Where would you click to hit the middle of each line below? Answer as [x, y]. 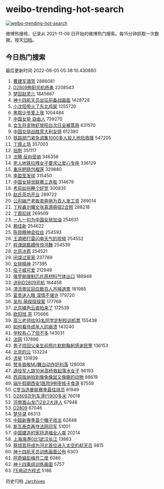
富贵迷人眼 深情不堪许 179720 [44, 295]
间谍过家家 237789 [33, 257]
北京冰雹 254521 [30, 251]
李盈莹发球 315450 [32, 175]
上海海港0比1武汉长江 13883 [42, 439]
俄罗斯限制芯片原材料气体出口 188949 [52, 276]
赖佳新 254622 [28, 226]
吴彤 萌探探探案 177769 [37, 301]
